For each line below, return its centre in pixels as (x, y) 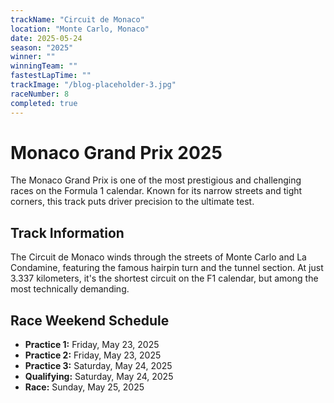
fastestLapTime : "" (51, 76)
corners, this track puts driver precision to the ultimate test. (132, 202)
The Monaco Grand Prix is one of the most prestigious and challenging (156, 180)
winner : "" (33, 57)
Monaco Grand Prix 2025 (116, 152)
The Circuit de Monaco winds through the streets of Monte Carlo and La (158, 257)
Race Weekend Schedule (90, 320)
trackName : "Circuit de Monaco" (77, 19)
